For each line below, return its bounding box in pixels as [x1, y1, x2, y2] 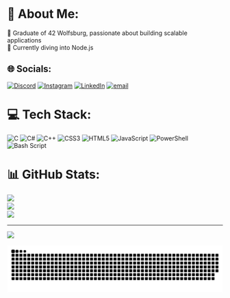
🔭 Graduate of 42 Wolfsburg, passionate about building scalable [7, 29, 188, 37]
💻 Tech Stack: [7, 106, 92, 122]
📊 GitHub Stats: [7, 166, 101, 182]
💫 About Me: [7, 6, 79, 22]
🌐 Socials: [7, 63, 52, 75]
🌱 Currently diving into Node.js [7, 43, 94, 51]
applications [7, 36, 42, 44]
